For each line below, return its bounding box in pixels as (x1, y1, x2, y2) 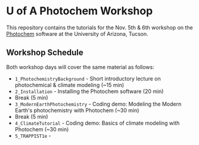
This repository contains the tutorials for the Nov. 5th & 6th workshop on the (6, 24, 194, 31)
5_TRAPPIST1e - (14, 132, 52, 139)
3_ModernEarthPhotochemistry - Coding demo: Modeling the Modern (14, 100, 182, 107)
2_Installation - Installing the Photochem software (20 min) (14, 88, 164, 95)
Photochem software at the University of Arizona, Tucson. (6, 30, 149, 37)
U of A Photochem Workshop (6, 4, 153, 18)
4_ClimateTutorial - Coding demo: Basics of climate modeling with (14, 119, 180, 127)
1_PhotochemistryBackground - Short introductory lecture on (14, 75, 161, 82)
